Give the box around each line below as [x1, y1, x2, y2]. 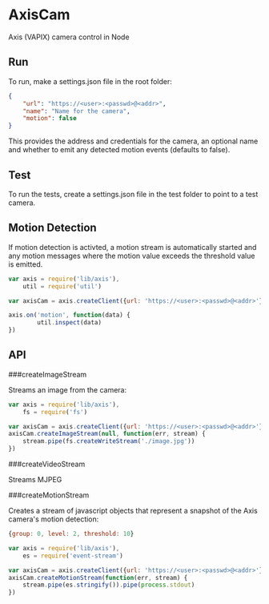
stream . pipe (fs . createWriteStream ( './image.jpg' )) [22, 437, 195, 445]
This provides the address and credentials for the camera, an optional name [8, 136, 259, 146]
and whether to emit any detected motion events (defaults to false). [8, 145, 231, 155]
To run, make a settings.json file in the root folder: [8, 76, 172, 86]
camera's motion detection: [8, 514, 99, 524]
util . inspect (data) [37, 319, 102, 327]
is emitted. [8, 259, 43, 269]
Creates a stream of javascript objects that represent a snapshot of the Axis [8, 506, 258, 516]
